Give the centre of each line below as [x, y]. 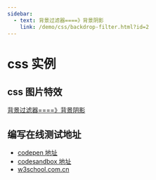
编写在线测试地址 [44, 134]
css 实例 [32, 64]
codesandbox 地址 [44, 162]
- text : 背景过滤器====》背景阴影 [59, 20]
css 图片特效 [35, 92]
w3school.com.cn [43, 169]
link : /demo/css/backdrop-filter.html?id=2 [85, 27]
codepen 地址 [37, 153]
